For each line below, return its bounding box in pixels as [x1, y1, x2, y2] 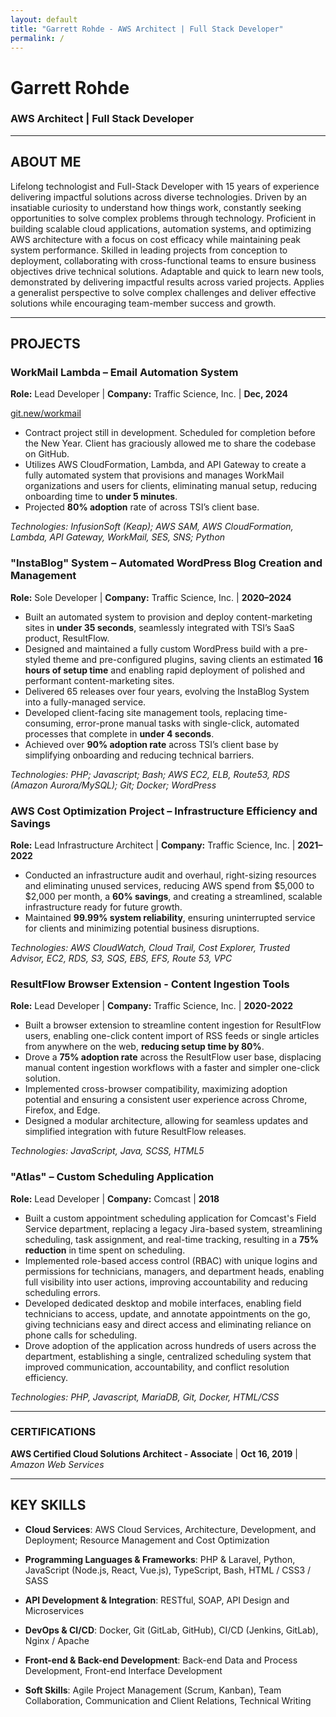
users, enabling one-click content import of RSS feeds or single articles [24, 1030, 320, 1042]
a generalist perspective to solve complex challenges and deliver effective [10, 286, 317, 298]
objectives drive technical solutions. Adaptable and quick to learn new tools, [10, 265, 325, 277]
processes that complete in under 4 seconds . [24, 727, 215, 740]
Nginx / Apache [24, 1634, 90, 1646]
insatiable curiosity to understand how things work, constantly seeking [10, 201, 302, 213]
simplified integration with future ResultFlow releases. [24, 1126, 247, 1138]
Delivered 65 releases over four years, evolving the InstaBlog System [24, 685, 310, 697]
